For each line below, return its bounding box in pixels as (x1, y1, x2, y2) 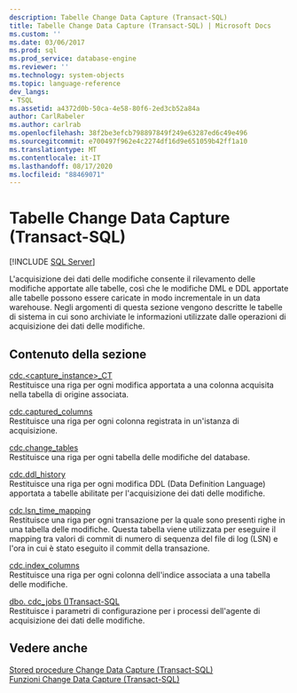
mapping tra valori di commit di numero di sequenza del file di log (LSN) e (9, 534, 278, 544)
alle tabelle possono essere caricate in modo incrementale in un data (9, 292, 261, 303)
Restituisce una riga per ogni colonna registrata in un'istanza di (9, 416, 239, 426)
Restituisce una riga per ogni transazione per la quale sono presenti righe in (9, 514, 285, 525)
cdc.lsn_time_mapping (9, 506, 91, 515)
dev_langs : (9, 87, 50, 96)
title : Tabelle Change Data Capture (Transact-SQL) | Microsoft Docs (9, 21, 272, 30)
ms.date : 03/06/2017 (9, 37, 86, 47)
